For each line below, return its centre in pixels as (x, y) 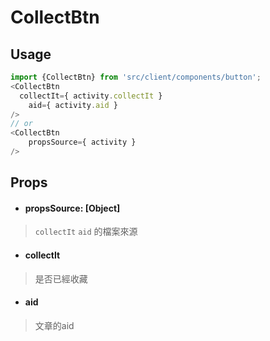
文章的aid (54, 325)
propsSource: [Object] (72, 208)
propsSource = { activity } (82, 142)
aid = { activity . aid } (73, 105)
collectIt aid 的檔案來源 (86, 232)
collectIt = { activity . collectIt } (91, 96)
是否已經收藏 (61, 278)
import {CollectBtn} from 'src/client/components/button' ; (136, 77)
